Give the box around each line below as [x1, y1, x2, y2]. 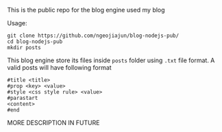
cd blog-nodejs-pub [7, 38, 63, 45]
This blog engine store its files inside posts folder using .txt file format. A [7, 56, 215, 64]
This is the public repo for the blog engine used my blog [7, 6, 166, 14]
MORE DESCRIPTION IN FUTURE [7, 119, 100, 127]
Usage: [7, 19, 27, 27]
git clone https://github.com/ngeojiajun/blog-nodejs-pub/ [7, 32, 180, 39]
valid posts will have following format [7, 64, 112, 71]
